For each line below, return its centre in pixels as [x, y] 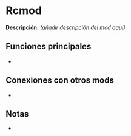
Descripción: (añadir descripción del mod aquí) [65, 27]
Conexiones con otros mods [60, 80]
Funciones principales [49, 46]
